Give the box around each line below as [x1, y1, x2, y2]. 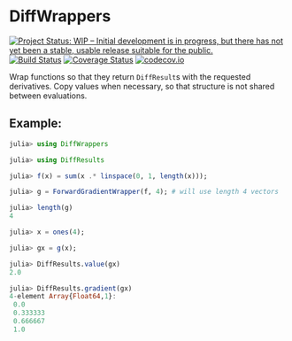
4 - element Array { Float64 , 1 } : [9, 292, 117, 301]
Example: [9, 116, 62, 131]
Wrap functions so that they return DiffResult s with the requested [9, 71, 251, 81]
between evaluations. [9, 90, 88, 101]
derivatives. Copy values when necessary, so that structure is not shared [9, 81, 275, 91]
